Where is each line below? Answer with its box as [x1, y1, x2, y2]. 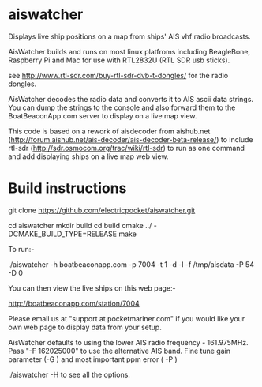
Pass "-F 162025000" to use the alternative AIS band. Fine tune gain [8, 346, 231, 355]
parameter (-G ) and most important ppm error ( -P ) [8, 354, 178, 364]
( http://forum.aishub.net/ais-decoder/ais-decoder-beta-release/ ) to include [8, 134, 253, 144]
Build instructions [8, 179, 127, 197]
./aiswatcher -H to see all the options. [8, 370, 130, 379]
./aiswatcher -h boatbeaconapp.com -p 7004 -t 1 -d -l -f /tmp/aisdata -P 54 [8, 259, 255, 269]
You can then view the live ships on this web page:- [8, 283, 176, 293]
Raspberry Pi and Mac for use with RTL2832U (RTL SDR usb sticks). [8, 55, 230, 65]
